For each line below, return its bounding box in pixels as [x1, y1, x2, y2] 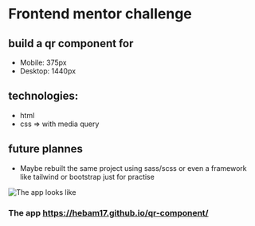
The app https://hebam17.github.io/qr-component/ [8, 207, 209, 218]
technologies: [8, 89, 79, 103]
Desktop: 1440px [19, 66, 76, 76]
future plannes [8, 142, 84, 156]
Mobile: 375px [19, 57, 67, 67]
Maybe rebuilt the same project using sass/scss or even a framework [19, 163, 247, 172]
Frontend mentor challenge [8, 5, 193, 23]
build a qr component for [8, 37, 134, 50]
